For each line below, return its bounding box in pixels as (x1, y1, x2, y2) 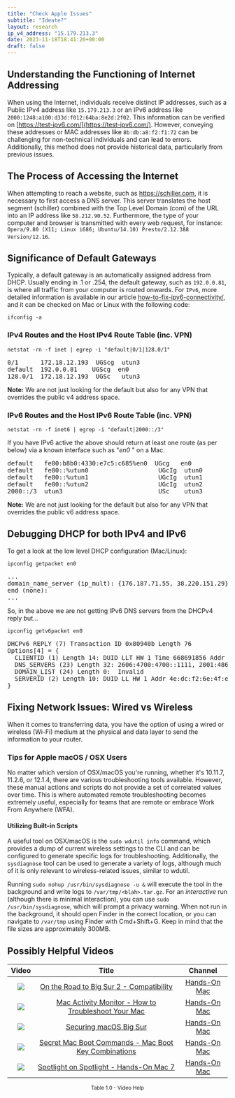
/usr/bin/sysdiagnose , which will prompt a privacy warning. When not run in (7, 902, 227, 911)
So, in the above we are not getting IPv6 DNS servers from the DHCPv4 (7, 606, 213, 615)
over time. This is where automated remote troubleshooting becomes (7, 790, 206, 799)
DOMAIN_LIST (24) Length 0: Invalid (14, 667, 144, 675)
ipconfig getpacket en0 (7, 560, 77, 567)
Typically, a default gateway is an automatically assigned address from (7, 270, 211, 280)
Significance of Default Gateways (7, 252, 157, 264)
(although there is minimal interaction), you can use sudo (7, 895, 170, 904)
